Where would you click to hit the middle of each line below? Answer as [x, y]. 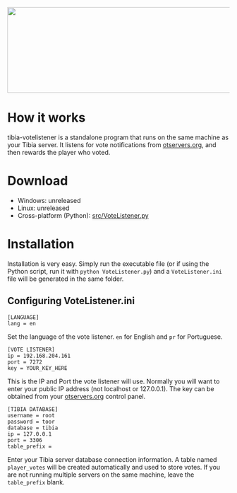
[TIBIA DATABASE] [33, 409]
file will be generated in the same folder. [66, 279]
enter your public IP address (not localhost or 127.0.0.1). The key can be [111, 388]
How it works [47, 118]
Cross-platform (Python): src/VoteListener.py [83, 215]
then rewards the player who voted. [59, 152]
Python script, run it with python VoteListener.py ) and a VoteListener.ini [115, 271]
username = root [31, 415]
